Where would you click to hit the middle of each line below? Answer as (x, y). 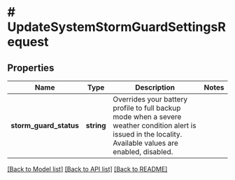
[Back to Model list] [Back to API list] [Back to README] (87, 169)
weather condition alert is (155, 125)
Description (155, 87)
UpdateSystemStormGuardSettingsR (116, 27)
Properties (31, 68)
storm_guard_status (45, 125)
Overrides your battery (150, 99)
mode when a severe (147, 117)
